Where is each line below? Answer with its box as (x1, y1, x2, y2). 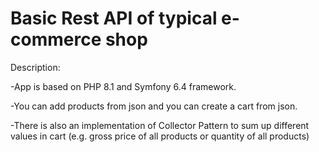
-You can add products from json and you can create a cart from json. (10, 100, 298, 112)
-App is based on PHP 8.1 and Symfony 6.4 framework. (10, 80, 237, 92)
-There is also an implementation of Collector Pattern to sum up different (10, 119, 310, 131)
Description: (10, 61, 61, 73)
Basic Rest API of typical (10, 7, 218, 30)
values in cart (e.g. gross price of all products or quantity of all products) (10, 130, 310, 142)
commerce (10, 28, 102, 51)
